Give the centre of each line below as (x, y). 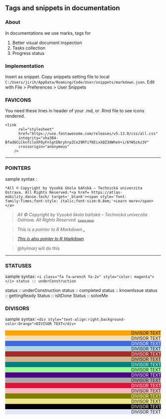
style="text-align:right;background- (87, 320)
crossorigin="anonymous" (44, 147)
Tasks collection (29, 48)
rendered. (15, 116)
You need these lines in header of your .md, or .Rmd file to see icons (75, 111)
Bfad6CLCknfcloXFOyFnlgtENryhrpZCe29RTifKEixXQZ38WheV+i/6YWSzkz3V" (77, 142)
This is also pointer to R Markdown (50, 239)
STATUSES (19, 266)
